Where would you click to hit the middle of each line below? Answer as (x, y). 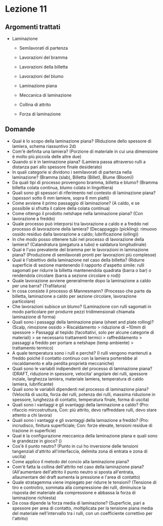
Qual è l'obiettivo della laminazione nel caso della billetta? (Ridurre (78, 260)
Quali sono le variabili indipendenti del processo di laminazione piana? (82, 368)
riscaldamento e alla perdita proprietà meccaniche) (63, 363)
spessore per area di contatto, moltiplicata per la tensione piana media (82, 508)
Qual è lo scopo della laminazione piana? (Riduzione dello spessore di (82, 141)
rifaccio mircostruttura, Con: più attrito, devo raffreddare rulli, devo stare (84, 410)
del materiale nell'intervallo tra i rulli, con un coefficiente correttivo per (82, 513)
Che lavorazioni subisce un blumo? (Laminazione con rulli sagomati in (82, 306)
